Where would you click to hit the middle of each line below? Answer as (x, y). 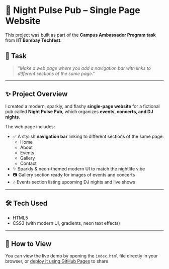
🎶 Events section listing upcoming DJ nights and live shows (74, 182)
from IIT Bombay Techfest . (33, 40)
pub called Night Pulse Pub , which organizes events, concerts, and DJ (79, 111)
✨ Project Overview (36, 94)
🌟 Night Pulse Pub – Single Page (73, 10)
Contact (28, 163)
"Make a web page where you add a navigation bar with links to (84, 68)
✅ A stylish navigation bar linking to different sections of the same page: (88, 136)
